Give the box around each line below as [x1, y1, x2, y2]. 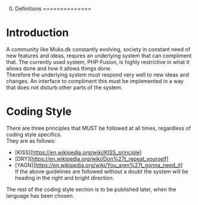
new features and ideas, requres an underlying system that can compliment [6, 52, 192, 59]
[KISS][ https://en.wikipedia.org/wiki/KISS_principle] [14, 149, 142, 156]
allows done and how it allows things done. [6, 65, 112, 72]
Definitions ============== [14, 5, 91, 12]
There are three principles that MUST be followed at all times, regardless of [6, 124, 191, 131]
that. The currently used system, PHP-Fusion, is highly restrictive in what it [6, 58, 190, 65]
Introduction [6, 26, 69, 39]
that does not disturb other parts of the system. [6, 84, 123, 91]
